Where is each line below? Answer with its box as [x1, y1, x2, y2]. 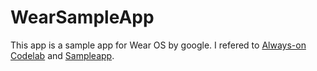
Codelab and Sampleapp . [10, 49, 115, 61]
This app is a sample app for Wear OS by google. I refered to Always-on [10, 39, 307, 51]
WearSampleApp [10, 6, 155, 29]
